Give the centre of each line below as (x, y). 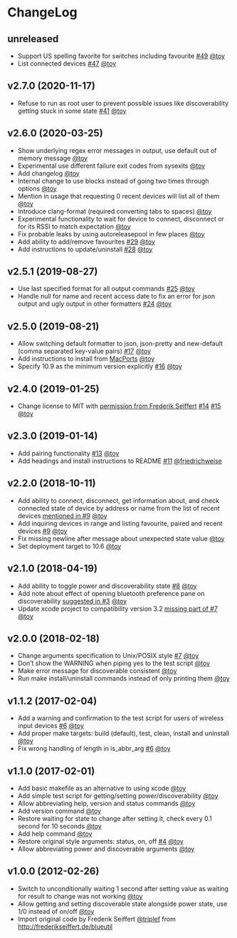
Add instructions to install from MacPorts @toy (86, 359)
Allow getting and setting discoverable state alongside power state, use (122, 904)
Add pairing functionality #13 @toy (68, 453)
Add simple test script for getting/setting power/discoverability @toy (118, 795)
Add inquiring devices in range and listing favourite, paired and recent (120, 523)
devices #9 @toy (42, 531)
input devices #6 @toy (51, 726)
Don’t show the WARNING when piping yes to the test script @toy (114, 663)
